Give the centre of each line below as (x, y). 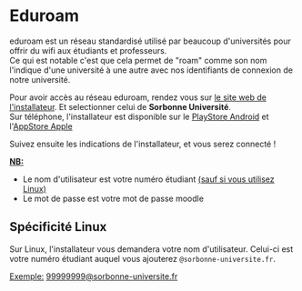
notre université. (40, 79)
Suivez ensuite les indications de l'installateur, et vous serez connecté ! (143, 144)
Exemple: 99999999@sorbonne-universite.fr (94, 276)
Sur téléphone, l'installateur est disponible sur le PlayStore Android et (140, 116)
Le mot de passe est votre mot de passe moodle (113, 198)
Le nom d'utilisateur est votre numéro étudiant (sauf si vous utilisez (148, 179)
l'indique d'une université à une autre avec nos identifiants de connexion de (151, 70)
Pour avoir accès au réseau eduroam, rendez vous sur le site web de (138, 97)
